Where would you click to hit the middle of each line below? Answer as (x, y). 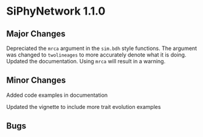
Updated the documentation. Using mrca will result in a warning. (86, 61)
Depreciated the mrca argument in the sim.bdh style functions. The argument (102, 48)
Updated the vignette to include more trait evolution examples (84, 107)
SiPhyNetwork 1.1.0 (56, 11)
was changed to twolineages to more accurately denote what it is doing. (96, 55)
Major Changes (36, 34)
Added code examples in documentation (57, 95)
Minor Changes (36, 80)
